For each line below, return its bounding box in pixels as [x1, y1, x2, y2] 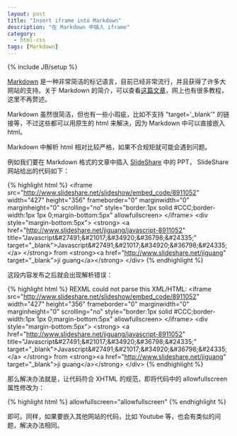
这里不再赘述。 [7, 95, 51, 103]
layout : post [7, 10, 46, 18]
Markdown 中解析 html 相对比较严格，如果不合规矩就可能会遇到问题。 [7, 143, 212, 151]
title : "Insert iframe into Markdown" [7, 17, 122, 24]
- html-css [13, 37, 46, 44]
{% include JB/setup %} [7, 63, 78, 71]
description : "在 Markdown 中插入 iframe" [7, 23, 130, 30]
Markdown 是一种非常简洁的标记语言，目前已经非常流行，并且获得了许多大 [7, 77, 226, 86]
